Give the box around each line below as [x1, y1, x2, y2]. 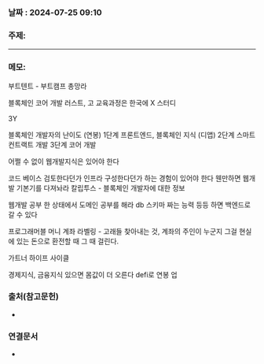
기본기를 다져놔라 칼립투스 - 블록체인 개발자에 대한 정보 [16, 183, 185, 192]
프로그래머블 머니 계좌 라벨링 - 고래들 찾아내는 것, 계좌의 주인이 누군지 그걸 [8, 226, 237, 236]
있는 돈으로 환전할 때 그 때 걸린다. [16, 236, 119, 246]
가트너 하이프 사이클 [8, 253, 69, 262]
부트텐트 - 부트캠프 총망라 [8, 81, 87, 91]
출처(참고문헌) [8, 292, 59, 303]
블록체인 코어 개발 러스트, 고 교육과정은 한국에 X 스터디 [8, 98, 177, 107]
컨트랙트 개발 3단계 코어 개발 [8, 139, 97, 149]
